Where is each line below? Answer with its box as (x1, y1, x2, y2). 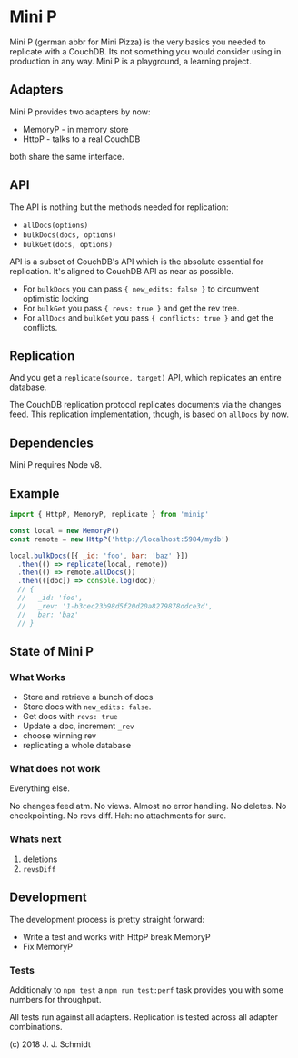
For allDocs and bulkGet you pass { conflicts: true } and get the (22, 311, 274, 323)
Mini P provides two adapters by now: (9, 106, 151, 117)
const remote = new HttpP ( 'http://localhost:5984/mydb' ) (9, 534, 230, 544)
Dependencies (9, 435, 94, 450)
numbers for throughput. (9, 994, 102, 1004)
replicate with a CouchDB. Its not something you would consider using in (9, 45, 282, 56)
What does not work (9, 763, 101, 776)
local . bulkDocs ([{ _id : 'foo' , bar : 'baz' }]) (9, 551, 189, 560)
